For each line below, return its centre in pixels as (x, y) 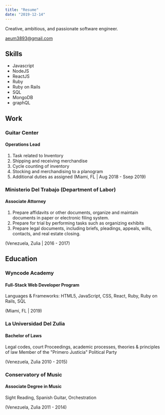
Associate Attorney (26, 202)
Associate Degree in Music (34, 387)
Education (21, 259)
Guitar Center (22, 132)
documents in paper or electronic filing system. (61, 217)
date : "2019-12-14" (25, 14)
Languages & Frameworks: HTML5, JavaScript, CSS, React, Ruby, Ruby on (81, 296)
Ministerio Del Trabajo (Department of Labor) (60, 190)
